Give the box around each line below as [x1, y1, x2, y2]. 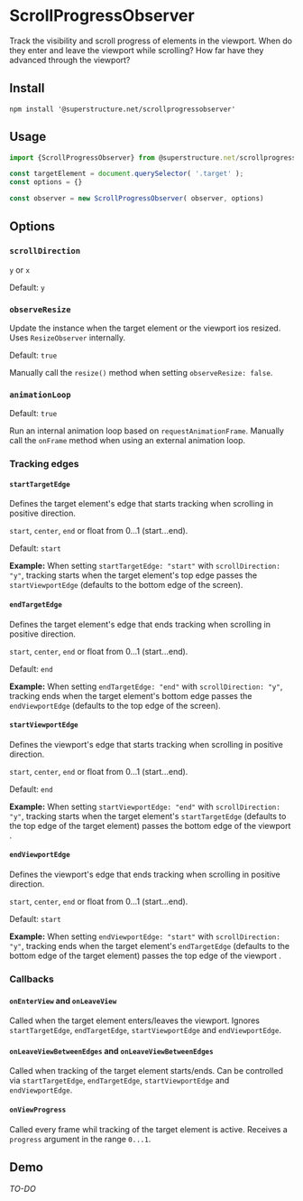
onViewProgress [9, 1105, 67, 1114]
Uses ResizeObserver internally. [9, 332, 126, 343]
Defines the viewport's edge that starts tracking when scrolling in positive [9, 739, 284, 749]
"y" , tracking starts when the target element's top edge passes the [9, 570, 258, 581]
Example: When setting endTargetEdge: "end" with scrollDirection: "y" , [9, 681, 283, 692]
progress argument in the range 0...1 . [9, 1133, 151, 1144]
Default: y [9, 282, 45, 293]
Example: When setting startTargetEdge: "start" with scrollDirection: [9, 561, 281, 572]
